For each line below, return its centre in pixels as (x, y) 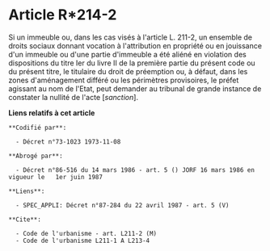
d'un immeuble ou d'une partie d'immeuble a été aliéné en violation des (127, 54)
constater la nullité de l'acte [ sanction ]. (74, 97)
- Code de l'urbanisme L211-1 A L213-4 (83, 241)
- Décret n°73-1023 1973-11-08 (68, 142)
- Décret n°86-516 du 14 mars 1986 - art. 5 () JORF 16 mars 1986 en (135, 170)
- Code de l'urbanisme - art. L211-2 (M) (86, 233)
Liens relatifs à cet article (52, 113)
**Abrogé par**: (36, 156)
